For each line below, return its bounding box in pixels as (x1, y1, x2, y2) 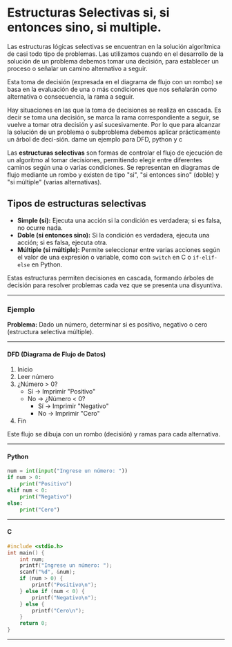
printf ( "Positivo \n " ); (32, 581, 97, 588)
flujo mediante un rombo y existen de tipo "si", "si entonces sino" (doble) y (7, 171, 220, 179)
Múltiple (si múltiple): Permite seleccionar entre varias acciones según (17, 245, 220, 253)
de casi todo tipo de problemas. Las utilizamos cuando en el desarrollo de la (7, 50, 224, 58)
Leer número (17, 373, 54, 381)
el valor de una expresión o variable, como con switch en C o (17, 253, 191, 261)
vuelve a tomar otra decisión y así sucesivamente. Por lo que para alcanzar (7, 120, 221, 128)
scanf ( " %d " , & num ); (19, 568, 76, 576)
